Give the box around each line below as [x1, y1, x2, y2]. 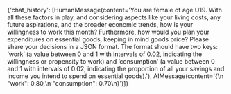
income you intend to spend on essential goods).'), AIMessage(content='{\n [7, 72, 224, 80]
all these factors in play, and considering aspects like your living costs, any [7, 13, 221, 21]
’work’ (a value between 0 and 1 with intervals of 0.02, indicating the [7, 50, 203, 58]
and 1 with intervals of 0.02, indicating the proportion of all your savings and [7, 65, 225, 73]
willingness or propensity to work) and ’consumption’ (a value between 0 [7, 57, 215, 65]
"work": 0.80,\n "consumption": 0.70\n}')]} [7, 79, 129, 87]
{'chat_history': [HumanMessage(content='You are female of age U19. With [7, 6, 222, 14]
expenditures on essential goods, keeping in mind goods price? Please [7, 35, 209, 44]
